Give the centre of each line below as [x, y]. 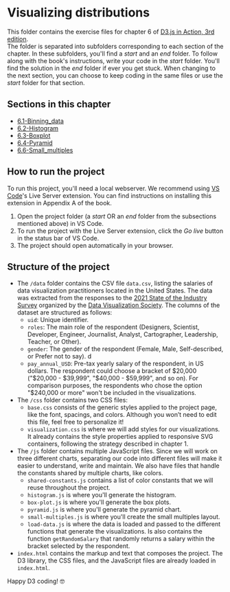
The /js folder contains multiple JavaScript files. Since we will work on [117, 451]
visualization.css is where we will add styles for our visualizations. [124, 429]
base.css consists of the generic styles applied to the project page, [122, 407]
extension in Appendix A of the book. [59, 203]
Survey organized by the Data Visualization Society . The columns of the [118, 305]
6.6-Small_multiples [45, 150]
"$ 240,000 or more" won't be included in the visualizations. [112, 393]
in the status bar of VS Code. [58, 238]
